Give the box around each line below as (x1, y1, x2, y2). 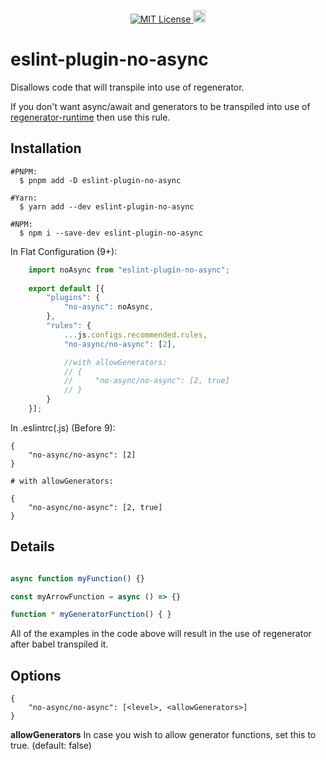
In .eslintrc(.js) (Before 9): (10, 421, 116, 434)
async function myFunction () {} (10, 573, 145, 584)
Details (10, 538, 55, 555)
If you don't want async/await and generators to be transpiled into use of (10, 100, 311, 112)
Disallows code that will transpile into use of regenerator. (10, 81, 245, 93)
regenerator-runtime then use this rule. (10, 111, 171, 123)
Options (10, 667, 62, 684)
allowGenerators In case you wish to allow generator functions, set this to (10, 729, 317, 741)
